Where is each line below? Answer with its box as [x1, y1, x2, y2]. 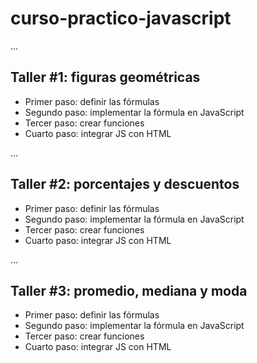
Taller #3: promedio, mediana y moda [10, 282, 248, 299]
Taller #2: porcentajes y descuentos [10, 176, 240, 193]
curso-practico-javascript [10, 7, 232, 30]
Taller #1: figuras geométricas [10, 69, 201, 86]
